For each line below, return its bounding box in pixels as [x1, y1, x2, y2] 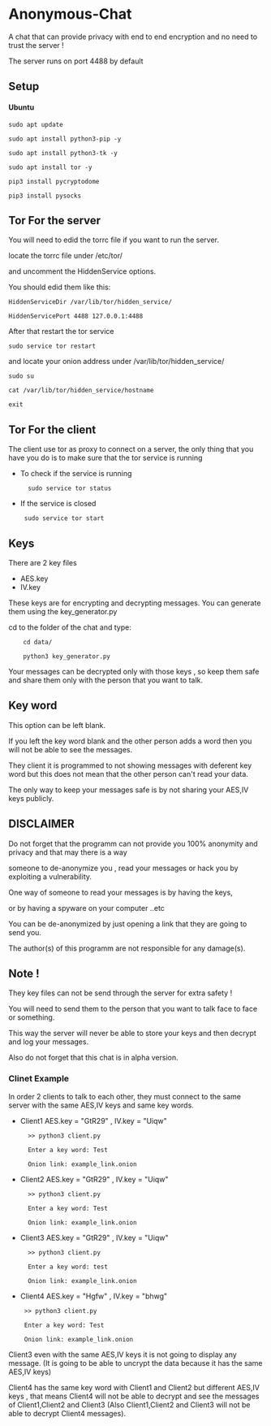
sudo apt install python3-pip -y [8, 135, 122, 143]
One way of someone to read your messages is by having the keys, [8, 887, 233, 897]
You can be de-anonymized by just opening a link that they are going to [8, 919, 247, 929]
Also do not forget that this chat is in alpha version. [8, 1053, 179, 1063]
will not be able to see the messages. [8, 744, 132, 754]
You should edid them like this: [8, 282, 111, 293]
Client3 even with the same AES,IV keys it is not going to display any [8, 1350, 237, 1359]
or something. [8, 1012, 55, 1022]
